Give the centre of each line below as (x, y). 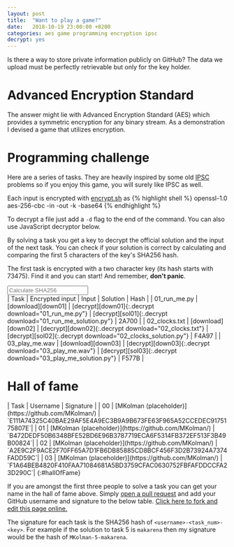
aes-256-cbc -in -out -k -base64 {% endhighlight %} (84, 206)
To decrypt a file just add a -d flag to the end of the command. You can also (116, 219)
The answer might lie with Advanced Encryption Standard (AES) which (109, 115)
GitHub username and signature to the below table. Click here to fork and (112, 501)
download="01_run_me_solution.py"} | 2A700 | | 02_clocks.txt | (98, 321)
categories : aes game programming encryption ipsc (82, 33)
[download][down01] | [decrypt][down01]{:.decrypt (81, 306)
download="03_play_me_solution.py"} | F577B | (76, 358)
